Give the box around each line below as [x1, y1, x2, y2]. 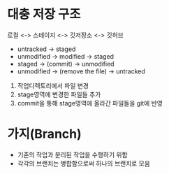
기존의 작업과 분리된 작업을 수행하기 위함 [17, 150, 128, 159]
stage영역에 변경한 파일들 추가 [17, 90, 101, 99]
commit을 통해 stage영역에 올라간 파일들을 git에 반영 [17, 99, 163, 107]
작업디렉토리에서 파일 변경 [17, 81, 89, 89]
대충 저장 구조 [7, 6, 81, 22]
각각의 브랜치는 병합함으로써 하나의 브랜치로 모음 [17, 159, 150, 168]
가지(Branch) [7, 126, 82, 142]
